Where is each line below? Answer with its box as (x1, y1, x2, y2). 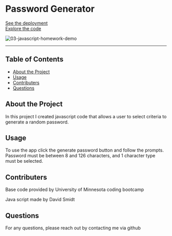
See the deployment (5, 20, 48, 26)
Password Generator (5, 3, 95, 15)
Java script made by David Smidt (5, 197, 75, 203)
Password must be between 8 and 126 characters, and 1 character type (5, 153, 156, 159)
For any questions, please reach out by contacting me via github (5, 225, 141, 231)
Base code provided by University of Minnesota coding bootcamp (5, 186, 144, 192)
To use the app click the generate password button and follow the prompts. (5, 147, 164, 154)
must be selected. (5, 158, 44, 164)
